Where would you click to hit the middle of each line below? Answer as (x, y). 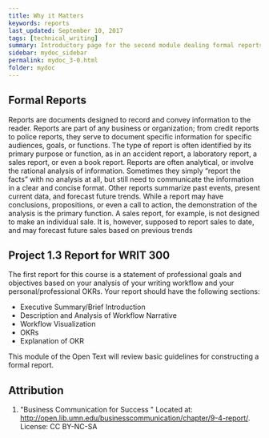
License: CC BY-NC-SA (58, 427)
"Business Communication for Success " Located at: (106, 410)
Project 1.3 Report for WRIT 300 (89, 255)
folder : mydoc (32, 68)
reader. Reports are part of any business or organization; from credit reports (134, 128)
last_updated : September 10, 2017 (66, 30)
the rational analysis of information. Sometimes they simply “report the (125, 171)
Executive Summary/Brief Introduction (82, 307)
